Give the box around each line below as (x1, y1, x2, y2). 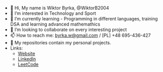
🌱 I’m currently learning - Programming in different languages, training (10, 16, 158, 21)
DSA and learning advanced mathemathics (10, 21, 101, 27)
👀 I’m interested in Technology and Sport (10, 10, 96, 16)
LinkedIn (17, 56, 36, 62)
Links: (10, 45, 23, 51)
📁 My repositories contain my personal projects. (10, 40, 111, 45)
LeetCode (17, 61, 39, 67)
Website (17, 51, 35, 56)
